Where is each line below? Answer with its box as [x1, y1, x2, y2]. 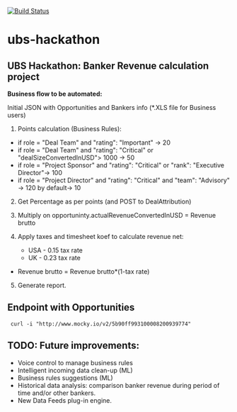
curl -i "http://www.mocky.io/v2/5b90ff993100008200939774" [10, 320, 192, 328]
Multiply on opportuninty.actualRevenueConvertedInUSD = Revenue [17, 211, 216, 219]
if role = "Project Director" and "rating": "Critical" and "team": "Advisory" [17, 176, 230, 184]
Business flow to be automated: [7, 89, 103, 98]
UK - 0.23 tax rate [28, 254, 81, 262]
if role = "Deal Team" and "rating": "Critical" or [17, 146, 154, 154]
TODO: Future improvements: [7, 340, 140, 352]
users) [7, 111, 26, 119]
